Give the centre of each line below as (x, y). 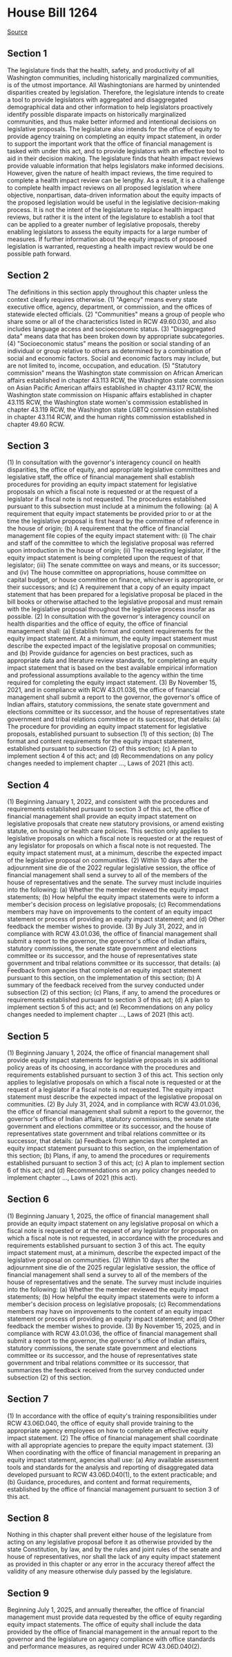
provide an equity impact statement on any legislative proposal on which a (113, 1223)
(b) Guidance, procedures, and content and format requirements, (99, 1482)
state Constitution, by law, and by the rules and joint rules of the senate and (115, 1549)
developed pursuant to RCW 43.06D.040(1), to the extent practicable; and (112, 1474)
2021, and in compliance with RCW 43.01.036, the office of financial (104, 690)
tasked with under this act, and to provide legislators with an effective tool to (116, 151)
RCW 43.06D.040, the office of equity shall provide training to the (100, 1423)
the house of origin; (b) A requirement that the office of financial (98, 528)
